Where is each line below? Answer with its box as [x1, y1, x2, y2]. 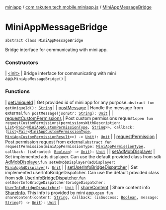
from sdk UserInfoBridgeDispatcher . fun [5, 175, 86, 181]
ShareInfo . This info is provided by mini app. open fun [5, 190, 113, 196]
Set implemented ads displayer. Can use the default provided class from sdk [5, 153, 162, 159]
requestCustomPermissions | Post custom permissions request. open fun [5, 115, 153, 121]
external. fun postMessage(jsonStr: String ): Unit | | [5, 110, 113, 116]
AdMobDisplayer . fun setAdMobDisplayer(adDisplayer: [5, 159, 116, 165]
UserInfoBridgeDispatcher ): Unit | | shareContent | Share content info [5, 184, 150, 190]
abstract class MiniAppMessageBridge [5, 38, 83, 43]
